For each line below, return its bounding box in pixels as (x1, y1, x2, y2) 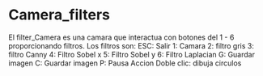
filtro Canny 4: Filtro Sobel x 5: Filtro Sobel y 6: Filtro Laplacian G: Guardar (8, 49, 255, 59)
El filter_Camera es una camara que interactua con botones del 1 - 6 (8, 32, 235, 42)
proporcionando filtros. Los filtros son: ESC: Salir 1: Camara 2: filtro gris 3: (8, 40, 255, 50)
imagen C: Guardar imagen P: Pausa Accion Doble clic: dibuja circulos (8, 58, 242, 68)
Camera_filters (8, 6, 111, 24)
